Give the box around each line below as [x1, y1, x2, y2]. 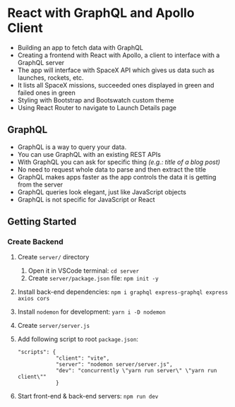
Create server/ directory [17, 253, 90, 261]
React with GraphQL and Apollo [7, 5, 195, 21]
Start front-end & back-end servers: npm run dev [17, 392, 159, 401]
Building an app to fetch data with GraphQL [17, 43, 143, 52]
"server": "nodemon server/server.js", [55, 361, 173, 368]
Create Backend [7, 237, 64, 247]
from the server [17, 180, 64, 189]
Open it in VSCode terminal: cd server [28, 266, 140, 275]
